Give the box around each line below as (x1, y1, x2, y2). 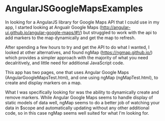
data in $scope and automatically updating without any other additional (5, 105, 149, 111)
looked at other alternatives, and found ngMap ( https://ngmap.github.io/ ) (5, 49, 153, 55)
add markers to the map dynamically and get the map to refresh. (5, 35, 136, 41)
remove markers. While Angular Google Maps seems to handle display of (5, 94, 153, 100)
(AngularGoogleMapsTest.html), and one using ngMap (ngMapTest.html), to (5, 74, 159, 80)
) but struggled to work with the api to (80, 29, 157, 35)
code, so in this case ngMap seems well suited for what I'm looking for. (5, 110, 149, 116)
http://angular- (100, 24, 131, 30)
